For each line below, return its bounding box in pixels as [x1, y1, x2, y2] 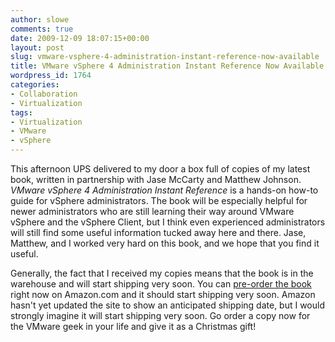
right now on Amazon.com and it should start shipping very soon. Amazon [10, 289, 316, 300]
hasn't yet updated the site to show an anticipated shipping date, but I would [10, 299, 326, 311]
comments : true [10, 24, 74, 34]
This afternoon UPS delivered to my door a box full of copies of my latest [10, 163, 311, 175]
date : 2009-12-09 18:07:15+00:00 [10, 33, 150, 43]
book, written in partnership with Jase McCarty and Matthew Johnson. [10, 174, 302, 185]
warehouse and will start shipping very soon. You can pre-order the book [10, 278, 312, 290]
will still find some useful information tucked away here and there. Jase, [10, 227, 307, 238]
